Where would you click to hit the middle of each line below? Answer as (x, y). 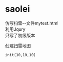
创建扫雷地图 (18, 45)
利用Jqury (15, 29)
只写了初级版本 (20, 35)
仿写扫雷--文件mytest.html (32, 23)
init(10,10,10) (21, 55)
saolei (18, 9)
